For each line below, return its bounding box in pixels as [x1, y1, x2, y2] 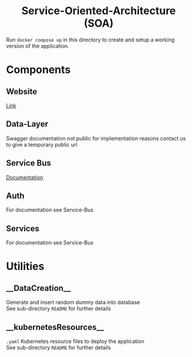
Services [6, 223, 40, 233]
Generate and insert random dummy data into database [6, 299, 140, 306]
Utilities [6, 260, 45, 273]
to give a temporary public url [6, 141, 78, 148]
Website [6, 87, 37, 97]
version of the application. [6, 42, 69, 49]
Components [6, 63, 71, 77]
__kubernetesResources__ [6, 322, 105, 332]
